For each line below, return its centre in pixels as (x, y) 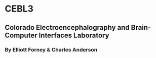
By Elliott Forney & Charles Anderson (51, 49)
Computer (21, 35)
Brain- (141, 27)
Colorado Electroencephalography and (67, 27)
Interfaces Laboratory (74, 35)
